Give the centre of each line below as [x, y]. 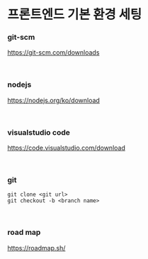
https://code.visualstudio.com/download [66, 148]
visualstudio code [39, 132]
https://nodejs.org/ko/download [54, 100]
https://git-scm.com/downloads [53, 53]
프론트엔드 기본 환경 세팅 [75, 15]
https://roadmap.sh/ [36, 248]
